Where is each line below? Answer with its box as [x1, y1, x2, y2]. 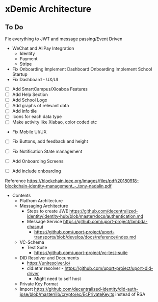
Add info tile [12, 108, 37, 114]
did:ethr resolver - [26, 265, 64, 271]
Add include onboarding [12, 168, 61, 174]
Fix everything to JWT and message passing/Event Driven [5, 36, 123, 42]
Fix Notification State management [12, 148, 82, 154]
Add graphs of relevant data [12, 103, 69, 109]
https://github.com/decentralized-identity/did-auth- [34, 286, 138, 292]
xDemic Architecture [5, 3, 92, 15]
